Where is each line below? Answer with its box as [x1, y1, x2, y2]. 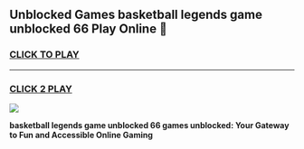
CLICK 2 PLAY [9, 82, 72, 95]
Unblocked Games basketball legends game [9, 7, 262, 23]
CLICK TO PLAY [9, 49, 80, 61]
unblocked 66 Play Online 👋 [9, 22, 167, 37]
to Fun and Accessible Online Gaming [9, 129, 154, 140]
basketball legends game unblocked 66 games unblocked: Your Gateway [9, 119, 290, 130]
